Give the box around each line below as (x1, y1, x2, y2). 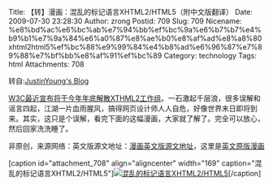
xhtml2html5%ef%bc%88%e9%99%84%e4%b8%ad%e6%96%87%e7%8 (8, 42, 262, 51)
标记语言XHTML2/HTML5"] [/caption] (22, 169, 262, 178)
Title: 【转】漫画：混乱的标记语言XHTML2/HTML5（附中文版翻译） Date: (8, 7, 253, 16)
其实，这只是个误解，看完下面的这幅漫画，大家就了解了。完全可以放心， (22, 114, 265, 123)
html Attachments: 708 (8, 59, 84, 69)
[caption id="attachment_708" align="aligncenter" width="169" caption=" (8, 158, 255, 168)
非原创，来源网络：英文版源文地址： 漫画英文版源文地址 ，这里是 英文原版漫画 (8, 141, 265, 150)
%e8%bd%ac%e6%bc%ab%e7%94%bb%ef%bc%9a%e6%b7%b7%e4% (8, 25, 262, 34)
